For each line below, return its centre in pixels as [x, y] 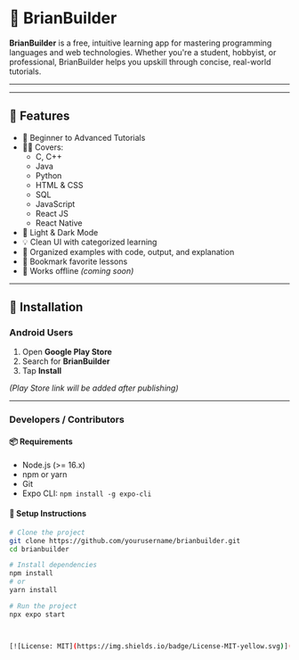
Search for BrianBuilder [66, 361]
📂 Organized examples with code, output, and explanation [128, 252]
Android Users [41, 333]
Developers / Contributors [67, 420]
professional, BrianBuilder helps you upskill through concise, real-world [140, 62]
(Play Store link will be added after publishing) [94, 388]
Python [48, 175]
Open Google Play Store [67, 352]
